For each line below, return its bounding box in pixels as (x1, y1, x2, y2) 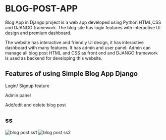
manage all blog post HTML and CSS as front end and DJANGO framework (5, 50, 158, 56)
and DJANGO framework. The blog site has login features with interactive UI (5, 24, 161, 30)
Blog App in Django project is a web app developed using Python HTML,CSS (5, 19, 161, 25)
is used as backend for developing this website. (5, 55, 103, 61)
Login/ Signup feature (5, 83, 50, 89)
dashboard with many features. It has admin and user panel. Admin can (5, 45, 151, 50)
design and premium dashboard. (5, 30, 72, 36)
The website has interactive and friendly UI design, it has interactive (5, 39, 144, 45)
